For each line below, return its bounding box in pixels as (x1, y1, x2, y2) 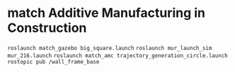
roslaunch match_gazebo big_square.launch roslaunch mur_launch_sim (7, 44, 212, 52)
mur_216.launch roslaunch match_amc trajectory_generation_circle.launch (7, 52, 228, 59)
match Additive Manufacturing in (7, 5, 206, 21)
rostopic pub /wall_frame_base (7, 58, 100, 65)
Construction (7, 20, 87, 36)
